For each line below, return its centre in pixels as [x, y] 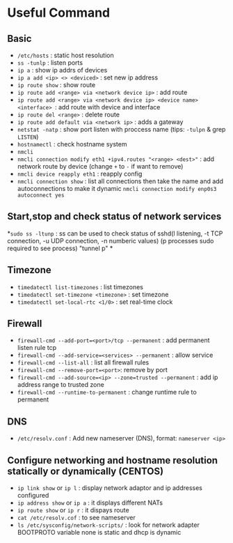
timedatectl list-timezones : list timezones [80, 286]
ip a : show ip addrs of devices [62, 70]
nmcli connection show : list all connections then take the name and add [120, 181]
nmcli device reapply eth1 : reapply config [80, 174]
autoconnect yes [41, 195]
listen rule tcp [37, 348]
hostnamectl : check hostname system [72, 144]
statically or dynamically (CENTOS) [86, 471]
